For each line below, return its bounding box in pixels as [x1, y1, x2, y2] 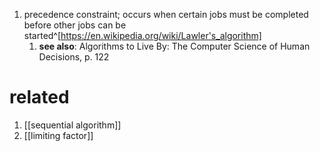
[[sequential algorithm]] [23, 119, 122, 131]
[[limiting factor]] [23, 129, 94, 141]
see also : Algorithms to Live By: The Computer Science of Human [38, 40, 311, 52]
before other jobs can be [23, 19, 127, 31]
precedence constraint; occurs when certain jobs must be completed [23, 9, 309, 20]
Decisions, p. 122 [38, 51, 110, 63]
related [9, 86, 70, 109]
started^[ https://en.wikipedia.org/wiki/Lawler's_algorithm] [23, 30, 262, 41]
